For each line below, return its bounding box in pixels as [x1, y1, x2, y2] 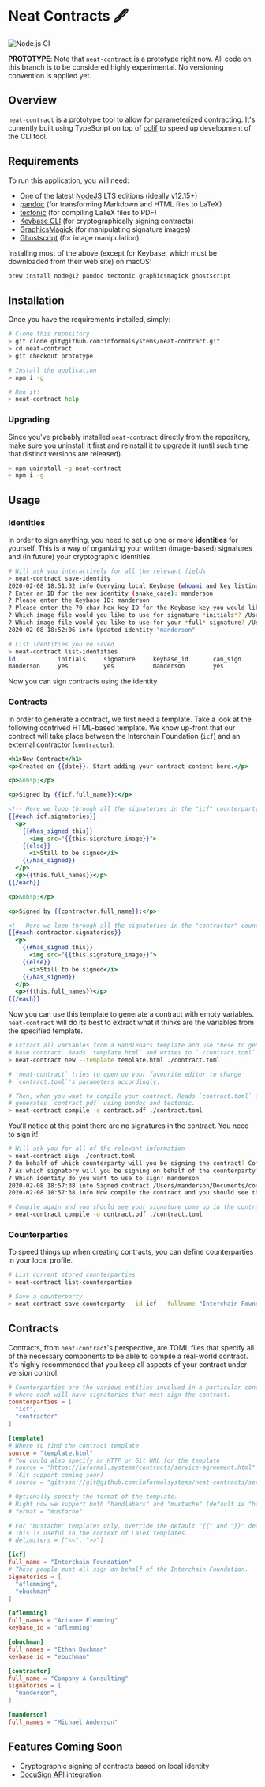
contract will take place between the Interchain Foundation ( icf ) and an [8, 731, 241, 740]
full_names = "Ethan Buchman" [8, 1645, 108, 1653]
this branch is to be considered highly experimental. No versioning [8, 62, 224, 72]
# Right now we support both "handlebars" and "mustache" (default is [8, 1500, 245, 1508]
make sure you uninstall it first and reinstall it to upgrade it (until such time [8, 441, 248, 450]
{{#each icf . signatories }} [8, 812, 97, 820]
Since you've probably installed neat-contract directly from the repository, [8, 432, 251, 441]
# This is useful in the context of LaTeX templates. [8, 1529, 189, 1537]
